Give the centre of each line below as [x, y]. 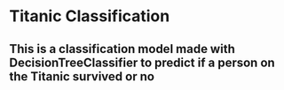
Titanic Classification [90, 16]
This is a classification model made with [122, 49]
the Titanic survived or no [82, 76]
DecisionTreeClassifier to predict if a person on [142, 62]
